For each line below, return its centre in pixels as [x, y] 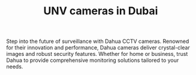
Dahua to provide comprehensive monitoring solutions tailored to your [93, 60]
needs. [15, 67]
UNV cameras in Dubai [101, 11]
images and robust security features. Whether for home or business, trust [97, 54]
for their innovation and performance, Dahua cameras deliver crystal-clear [98, 48]
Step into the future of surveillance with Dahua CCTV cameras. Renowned [98, 41]
